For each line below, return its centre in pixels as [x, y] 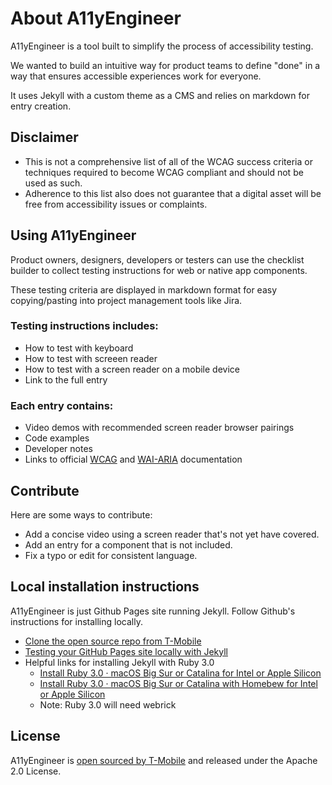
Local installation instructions [105, 587]
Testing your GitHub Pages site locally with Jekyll [126, 651]
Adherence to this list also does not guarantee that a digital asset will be [173, 193]
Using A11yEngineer [73, 235]
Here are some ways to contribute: [81, 514]
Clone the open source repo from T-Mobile [113, 641]
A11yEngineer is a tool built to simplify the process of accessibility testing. [162, 46]
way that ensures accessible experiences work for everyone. [136, 76]
